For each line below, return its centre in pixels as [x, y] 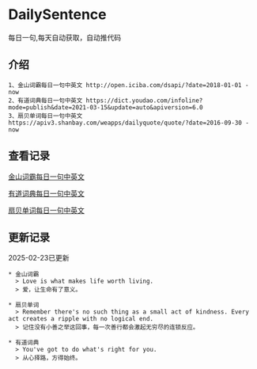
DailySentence [57, 15]
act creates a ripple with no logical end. [81, 319]
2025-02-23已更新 [39, 258]
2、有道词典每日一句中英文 [45, 101]
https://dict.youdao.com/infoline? [144, 101]
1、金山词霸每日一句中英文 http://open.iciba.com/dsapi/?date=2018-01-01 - [128, 85]
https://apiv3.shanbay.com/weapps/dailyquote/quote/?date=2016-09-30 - [128, 123]
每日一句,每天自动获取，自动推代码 [65, 37]
